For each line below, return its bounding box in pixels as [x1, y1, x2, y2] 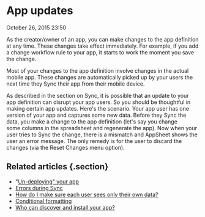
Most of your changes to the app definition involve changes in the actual [6, 67, 189, 74]
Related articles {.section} [6, 161, 109, 172]
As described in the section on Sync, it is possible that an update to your [6, 92, 189, 99]
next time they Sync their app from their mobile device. [6, 80, 145, 87]
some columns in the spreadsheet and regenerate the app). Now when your [6, 124, 198, 131]
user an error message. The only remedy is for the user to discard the [6, 137, 182, 144]
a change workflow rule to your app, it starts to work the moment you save [6, 48, 195, 56]
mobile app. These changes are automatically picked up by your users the [6, 73, 193, 81]
